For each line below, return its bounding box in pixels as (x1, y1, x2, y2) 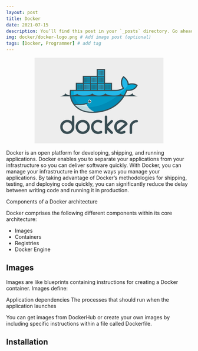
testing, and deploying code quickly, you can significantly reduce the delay (6, 180, 188, 188)
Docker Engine (14, 246, 51, 253)
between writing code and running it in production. (6, 187, 130, 194)
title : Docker (6, 15, 41, 22)
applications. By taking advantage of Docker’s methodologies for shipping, (6, 174, 187, 182)
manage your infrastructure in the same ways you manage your (6, 168, 160, 175)
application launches (6, 302, 57, 309)
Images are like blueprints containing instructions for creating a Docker (6, 278, 179, 285)
